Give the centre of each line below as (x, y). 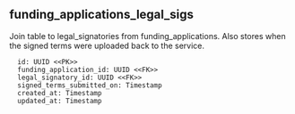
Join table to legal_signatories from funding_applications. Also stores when (147, 36)
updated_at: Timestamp (60, 101)
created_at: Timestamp (60, 93)
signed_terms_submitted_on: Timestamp (90, 85)
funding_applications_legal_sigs (102, 15)
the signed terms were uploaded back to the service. (107, 45)
